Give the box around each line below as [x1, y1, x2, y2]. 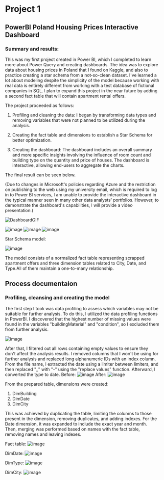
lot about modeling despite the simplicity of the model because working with [5, 77, 160, 83]
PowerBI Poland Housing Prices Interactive [5, 23, 139, 31]
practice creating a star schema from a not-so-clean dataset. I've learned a [5, 72, 157, 78]
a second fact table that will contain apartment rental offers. [5, 93, 126, 99]
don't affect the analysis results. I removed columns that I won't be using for [5, 350, 159, 356]
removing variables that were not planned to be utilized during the [12, 117, 145, 123]
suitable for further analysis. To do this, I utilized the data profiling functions [5, 311, 158, 317]
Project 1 [5, 3, 41, 15]
